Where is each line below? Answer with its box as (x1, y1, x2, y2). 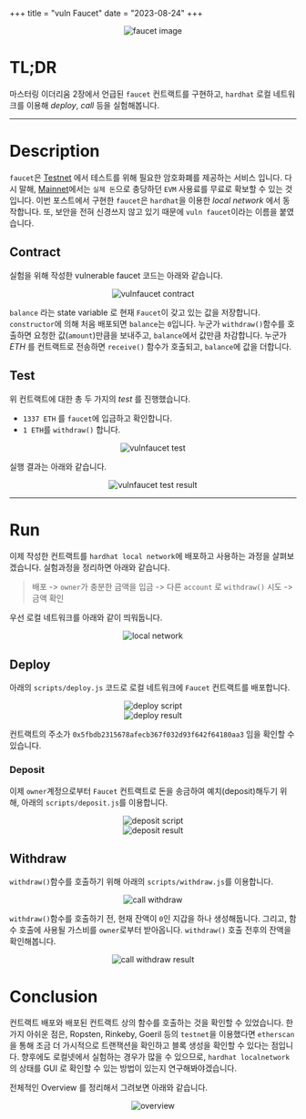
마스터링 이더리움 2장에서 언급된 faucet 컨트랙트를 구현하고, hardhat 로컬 (9, 88, 271, 99)
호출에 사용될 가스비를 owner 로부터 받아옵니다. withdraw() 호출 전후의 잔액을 (18, 924, 291, 936)
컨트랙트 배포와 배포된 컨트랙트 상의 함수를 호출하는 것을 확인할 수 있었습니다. (9, 1017, 284, 1028)
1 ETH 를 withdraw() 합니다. (22, 423, 121, 435)
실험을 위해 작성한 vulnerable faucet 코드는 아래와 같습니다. (9, 270, 223, 280)
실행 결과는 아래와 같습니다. (9, 461, 107, 472)
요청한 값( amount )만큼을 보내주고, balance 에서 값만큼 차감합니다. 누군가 (33, 330, 287, 341)
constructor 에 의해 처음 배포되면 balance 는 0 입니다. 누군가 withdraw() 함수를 (9, 318, 285, 329)
